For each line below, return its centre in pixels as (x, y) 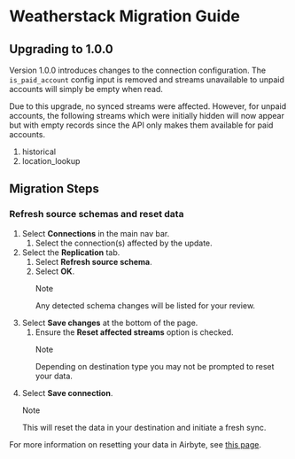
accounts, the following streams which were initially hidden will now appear (147, 116)
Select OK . (55, 271)
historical (39, 152)
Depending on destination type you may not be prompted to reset (155, 366)
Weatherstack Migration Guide (125, 16)
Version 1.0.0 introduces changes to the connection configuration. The (138, 70)
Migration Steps (54, 189)
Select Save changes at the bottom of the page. (110, 323)
